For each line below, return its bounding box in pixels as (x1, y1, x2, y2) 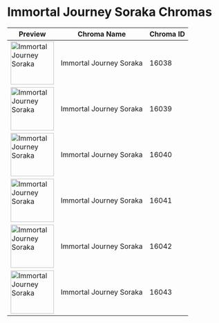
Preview (18, 29, 46, 39)
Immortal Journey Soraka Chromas (7, 4, 213, 20)
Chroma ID (149, 29, 185, 39)
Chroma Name (77, 29, 126, 39)
